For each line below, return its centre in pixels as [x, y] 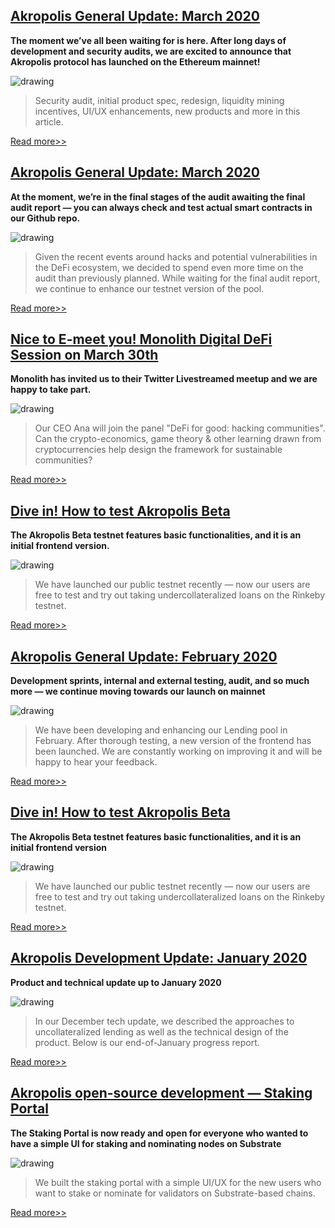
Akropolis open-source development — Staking [161, 1093]
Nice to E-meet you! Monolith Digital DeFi [141, 339]
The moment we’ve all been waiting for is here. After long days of [148, 40]
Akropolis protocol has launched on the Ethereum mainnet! [135, 61]
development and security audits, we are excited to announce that [151, 51]
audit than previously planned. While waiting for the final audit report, [177, 278]
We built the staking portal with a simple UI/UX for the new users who [178, 1182]
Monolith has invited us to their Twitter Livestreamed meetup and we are [164, 379]
